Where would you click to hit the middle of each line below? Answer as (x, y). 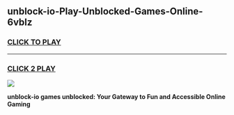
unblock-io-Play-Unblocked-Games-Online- (105, 11)
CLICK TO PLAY (34, 43)
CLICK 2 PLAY (31, 68)
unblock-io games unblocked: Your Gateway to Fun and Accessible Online (117, 96)
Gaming (19, 104)
